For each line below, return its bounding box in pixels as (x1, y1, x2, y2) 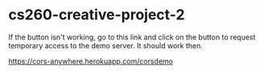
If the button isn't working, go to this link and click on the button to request (8, 32, 256, 42)
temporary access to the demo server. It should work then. (8, 40, 203, 50)
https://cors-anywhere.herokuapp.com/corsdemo (8, 56, 173, 66)
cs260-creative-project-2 (8, 6, 185, 24)
